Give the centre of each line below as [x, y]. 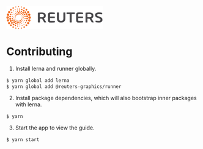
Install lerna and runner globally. [56, 68]
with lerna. [28, 104]
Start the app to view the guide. [55, 128]
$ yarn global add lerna [38, 80]
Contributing [39, 52]
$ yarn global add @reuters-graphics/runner [64, 86]
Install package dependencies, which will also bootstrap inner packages [106, 98]
